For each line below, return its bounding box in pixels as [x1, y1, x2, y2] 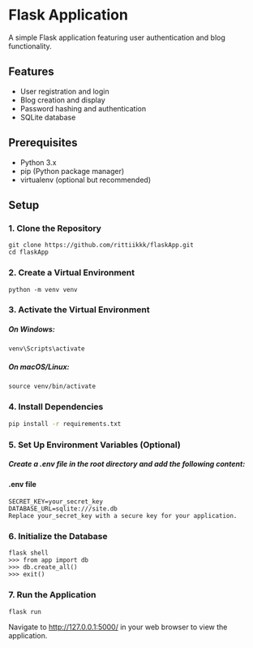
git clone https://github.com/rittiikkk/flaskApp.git [8, 241, 195, 250]
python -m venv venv [8, 285, 79, 294]
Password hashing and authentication [19, 103, 147, 113]
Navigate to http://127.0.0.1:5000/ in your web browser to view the [8, 622, 228, 632]
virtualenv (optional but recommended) [19, 175, 152, 185]
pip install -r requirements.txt [8, 420, 122, 428]
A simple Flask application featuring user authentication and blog [8, 33, 225, 42]
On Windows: [8, 324, 55, 334]
